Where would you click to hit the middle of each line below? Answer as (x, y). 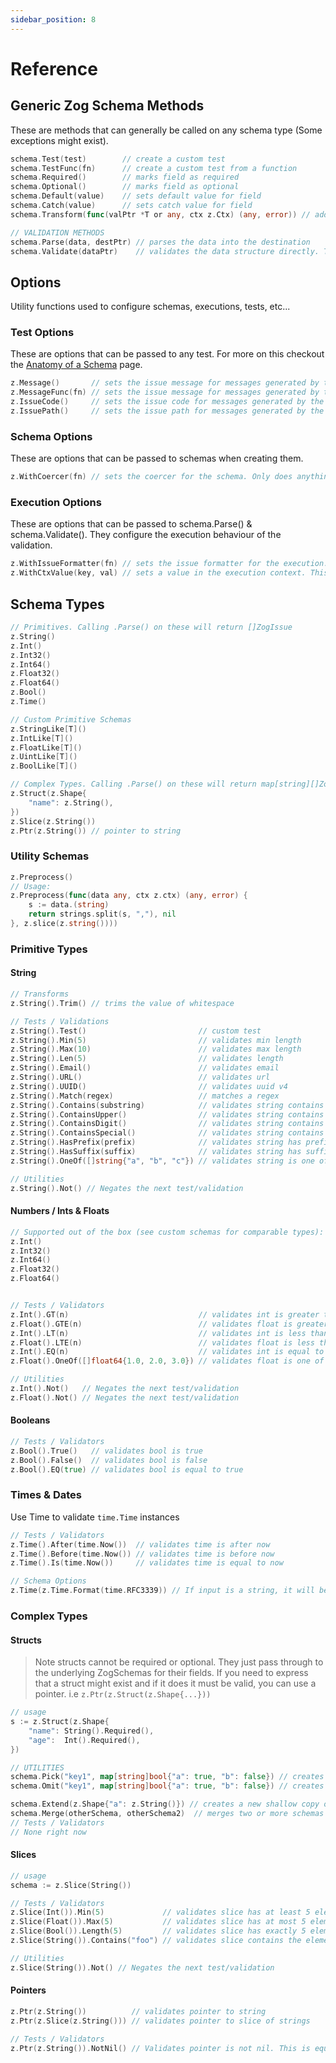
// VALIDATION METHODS (57, 232)
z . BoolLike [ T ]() (44, 766)
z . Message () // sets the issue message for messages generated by (165, 383)
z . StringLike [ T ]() (48, 729)
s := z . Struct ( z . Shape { (60, 1722)
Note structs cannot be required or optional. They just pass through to (179, 1662)
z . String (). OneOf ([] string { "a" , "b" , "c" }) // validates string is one (162, 1161)
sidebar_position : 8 (53, 19)
